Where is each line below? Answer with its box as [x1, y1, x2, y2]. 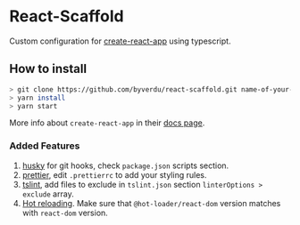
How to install [9, 61, 87, 76]
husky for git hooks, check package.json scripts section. [21, 160, 229, 171]
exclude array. [21, 189, 74, 199]
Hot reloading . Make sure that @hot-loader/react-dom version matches [21, 197, 281, 208]
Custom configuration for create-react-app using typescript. [9, 36, 231, 46]
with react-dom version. [21, 207, 109, 218]
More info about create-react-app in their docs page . [9, 117, 205, 128]
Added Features [9, 140, 80, 152]
